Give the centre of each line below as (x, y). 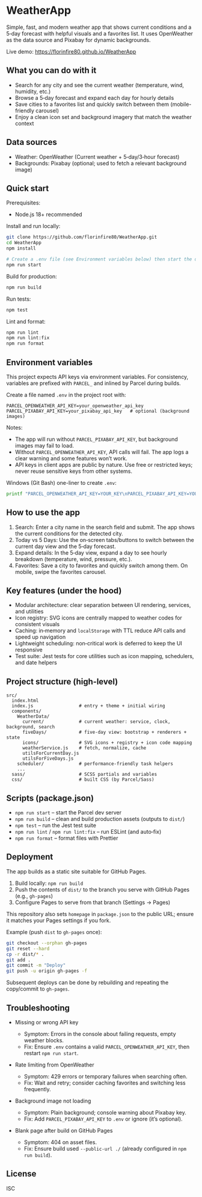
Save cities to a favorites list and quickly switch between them (92, 104)
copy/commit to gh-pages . (38, 989)
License (21, 1174)
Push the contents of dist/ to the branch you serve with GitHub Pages (102, 889)
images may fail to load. (44, 445)
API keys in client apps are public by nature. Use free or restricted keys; (104, 464)
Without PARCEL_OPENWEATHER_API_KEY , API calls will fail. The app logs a (102, 452)
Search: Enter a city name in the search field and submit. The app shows (105, 527)
